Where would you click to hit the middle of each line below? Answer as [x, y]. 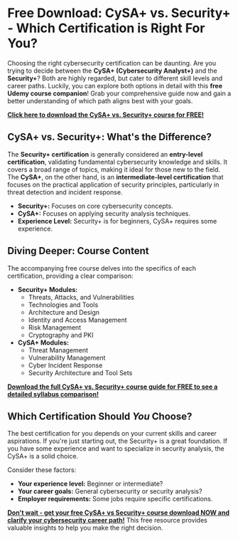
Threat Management [58, 350]
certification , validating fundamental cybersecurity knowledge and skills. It [118, 162]
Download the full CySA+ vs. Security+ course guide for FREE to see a [113, 387]
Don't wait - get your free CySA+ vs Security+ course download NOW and [118, 513]
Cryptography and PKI [61, 335]
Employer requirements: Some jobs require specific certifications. [115, 499]
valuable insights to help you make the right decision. [85, 528]
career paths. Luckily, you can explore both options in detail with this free [115, 85]
